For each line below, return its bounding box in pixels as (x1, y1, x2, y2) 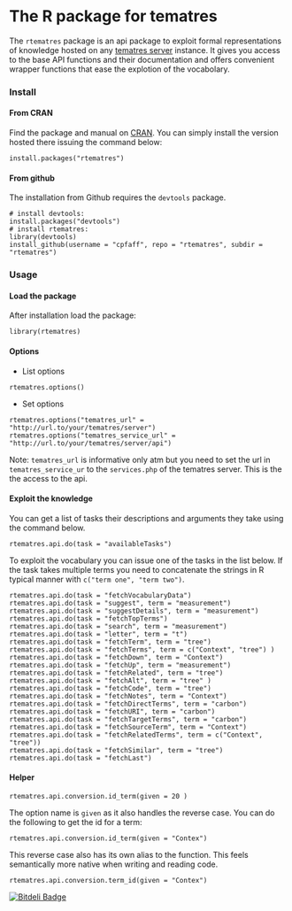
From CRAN (9, 108, 53, 119)
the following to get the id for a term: (9, 817, 143, 827)
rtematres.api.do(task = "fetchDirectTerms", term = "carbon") (9, 699, 248, 708)
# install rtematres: (9, 225, 89, 234)
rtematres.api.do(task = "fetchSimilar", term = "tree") (9, 745, 224, 754)
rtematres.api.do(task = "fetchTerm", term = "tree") (9, 637, 212, 646)
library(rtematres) (9, 328, 81, 336)
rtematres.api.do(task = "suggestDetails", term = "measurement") (9, 606, 259, 615)
